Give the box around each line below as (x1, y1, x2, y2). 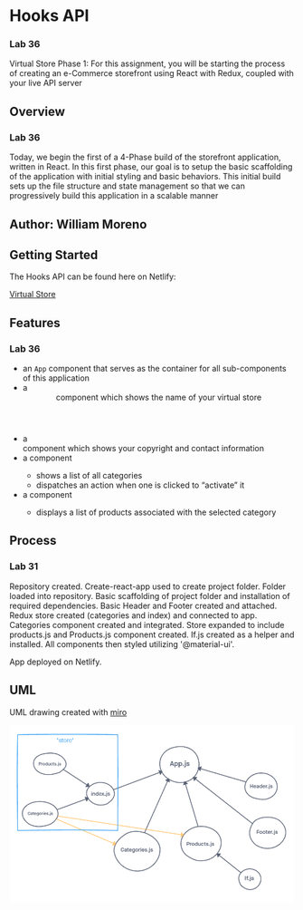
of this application (22, 373, 90, 383)
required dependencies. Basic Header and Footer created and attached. (9, 600, 278, 611)
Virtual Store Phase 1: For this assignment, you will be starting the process (9, 58, 286, 69)
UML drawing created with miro (9, 706, 128, 717)
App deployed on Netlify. (9, 656, 102, 667)
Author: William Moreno (9, 217, 147, 232)
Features (9, 315, 61, 331)
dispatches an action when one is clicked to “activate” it (35, 479, 245, 490)
